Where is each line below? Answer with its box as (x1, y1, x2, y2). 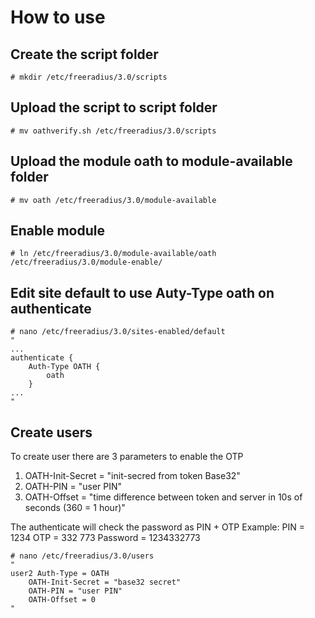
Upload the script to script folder (10, 99, 218, 116)
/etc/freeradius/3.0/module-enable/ (10, 257, 163, 268)
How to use (10, 6, 106, 29)
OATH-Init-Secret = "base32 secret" (28, 577, 182, 588)
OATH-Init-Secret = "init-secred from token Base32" (24, 470, 241, 482)
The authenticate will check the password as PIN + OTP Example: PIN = (10, 521, 305, 533)
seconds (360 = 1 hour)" (24, 502, 126, 514)
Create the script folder (10, 46, 159, 63)
